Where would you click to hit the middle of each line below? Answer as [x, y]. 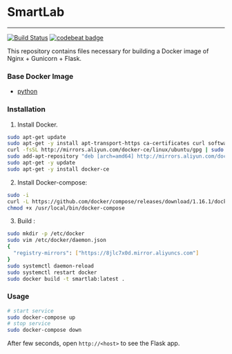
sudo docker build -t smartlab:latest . [66, 279]
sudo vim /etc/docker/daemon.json [57, 240]
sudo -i [18, 195]
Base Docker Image [40, 76]
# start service [30, 311]
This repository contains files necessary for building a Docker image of [108, 51]
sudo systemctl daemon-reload [51, 266]
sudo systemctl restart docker [52, 272]
